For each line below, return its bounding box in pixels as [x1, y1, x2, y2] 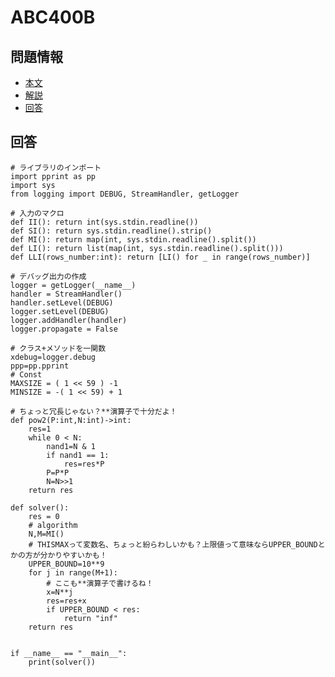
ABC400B [10, 6, 96, 29]
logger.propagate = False [10, 324, 118, 334]
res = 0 [28, 511, 60, 521]
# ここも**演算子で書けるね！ [46, 578, 154, 588]
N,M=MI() [28, 529, 65, 539]
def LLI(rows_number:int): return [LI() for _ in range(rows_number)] [10, 252, 311, 262]
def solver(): [10, 502, 70, 513]
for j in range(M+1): [28, 567, 118, 578]
